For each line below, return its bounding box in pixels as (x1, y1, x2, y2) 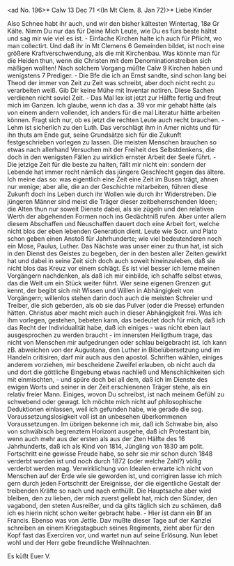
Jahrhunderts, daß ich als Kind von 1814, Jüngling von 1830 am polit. (7, 442, 204, 450)
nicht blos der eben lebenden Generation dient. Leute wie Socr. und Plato (7, 227, 218, 235)
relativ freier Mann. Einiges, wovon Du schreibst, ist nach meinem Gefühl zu (7, 390, 225, 399)
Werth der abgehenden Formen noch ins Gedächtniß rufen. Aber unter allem (7, 212, 226, 221)
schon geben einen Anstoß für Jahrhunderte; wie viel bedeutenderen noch (7, 234, 222, 243)
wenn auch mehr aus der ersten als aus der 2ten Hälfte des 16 (7, 435, 185, 442)
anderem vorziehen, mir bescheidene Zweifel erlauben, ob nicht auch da (7, 361, 216, 368)
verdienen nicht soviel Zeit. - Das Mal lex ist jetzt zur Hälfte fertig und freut (7, 94, 221, 102)
